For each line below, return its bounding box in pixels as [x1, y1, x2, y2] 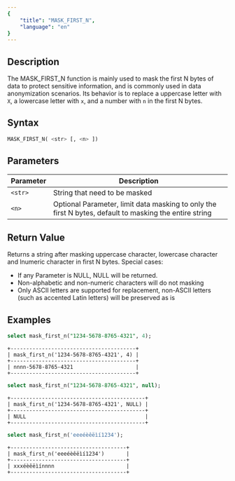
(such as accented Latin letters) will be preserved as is [17, 294, 176, 302]
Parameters [7, 155, 59, 167]
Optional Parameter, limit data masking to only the [52, 199, 217, 209]
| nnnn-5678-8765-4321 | [7, 364, 139, 371]
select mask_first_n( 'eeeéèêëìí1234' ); [7, 431, 124, 438]
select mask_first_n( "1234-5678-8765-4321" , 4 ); [7, 332, 152, 340]
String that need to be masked [52, 187, 152, 197]
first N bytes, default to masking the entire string [52, 208, 212, 217]
